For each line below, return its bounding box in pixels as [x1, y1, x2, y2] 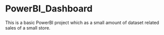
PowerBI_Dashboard [5, 3, 93, 14]
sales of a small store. [5, 24, 51, 30]
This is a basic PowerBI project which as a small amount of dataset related [5, 19, 159, 25]
